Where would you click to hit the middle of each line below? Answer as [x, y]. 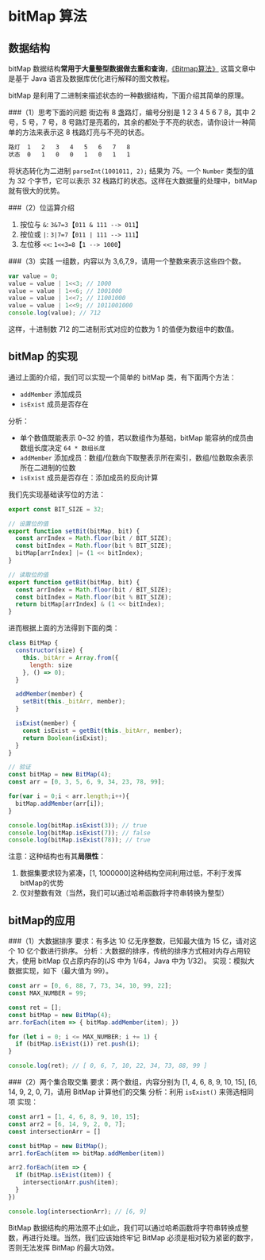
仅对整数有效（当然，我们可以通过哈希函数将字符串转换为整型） [124, 893]
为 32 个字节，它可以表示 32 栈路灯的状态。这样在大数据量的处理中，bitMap [133, 180]
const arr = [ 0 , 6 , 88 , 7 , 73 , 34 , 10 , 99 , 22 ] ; [90, 986]
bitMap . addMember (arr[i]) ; [60, 803]
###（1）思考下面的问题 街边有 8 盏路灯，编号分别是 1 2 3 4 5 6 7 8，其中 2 [132, 112]
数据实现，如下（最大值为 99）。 [61, 971]
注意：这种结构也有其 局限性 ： [57, 856]
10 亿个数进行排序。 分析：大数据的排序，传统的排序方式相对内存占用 [131, 951]
